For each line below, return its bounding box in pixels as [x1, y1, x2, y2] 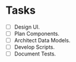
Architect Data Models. [14, 37, 71, 44]
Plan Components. [14, 30, 60, 37]
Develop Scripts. [14, 44, 55, 51]
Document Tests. [14, 50, 56, 57]
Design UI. [14, 23, 40, 30]
